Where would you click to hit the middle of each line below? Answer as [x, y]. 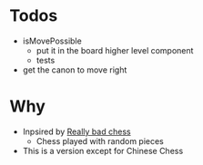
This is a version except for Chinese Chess [103, 150]
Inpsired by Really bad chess [76, 131]
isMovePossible [52, 41]
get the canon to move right [75, 70]
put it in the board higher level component [115, 50]
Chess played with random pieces [100, 141]
